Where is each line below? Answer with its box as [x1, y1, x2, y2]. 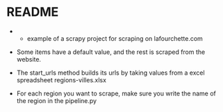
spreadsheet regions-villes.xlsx [16, 75, 107, 84]
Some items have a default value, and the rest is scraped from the [16, 48, 206, 56]
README [6, 4, 59, 20]
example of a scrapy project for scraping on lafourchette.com [26, 34, 203, 42]
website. [16, 55, 42, 63]
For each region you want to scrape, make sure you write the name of [16, 89, 217, 97]
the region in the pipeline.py [16, 96, 97, 104]
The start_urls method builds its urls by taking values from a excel [16, 68, 206, 77]
